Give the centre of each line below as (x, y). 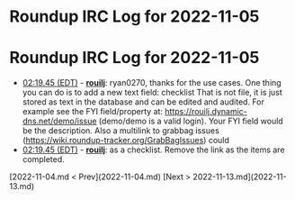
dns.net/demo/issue (59, 121)
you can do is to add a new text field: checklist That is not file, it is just (152, 93)
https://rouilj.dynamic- (206, 112)
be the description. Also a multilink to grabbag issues (121, 131)
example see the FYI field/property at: (93, 112)
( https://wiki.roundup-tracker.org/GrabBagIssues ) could (125, 141)
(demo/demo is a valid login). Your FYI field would (191, 121)
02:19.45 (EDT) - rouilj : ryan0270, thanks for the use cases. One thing (152, 83)
